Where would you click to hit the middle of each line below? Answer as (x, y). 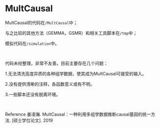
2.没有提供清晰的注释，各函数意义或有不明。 (50, 84)
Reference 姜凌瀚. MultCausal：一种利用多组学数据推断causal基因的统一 (78, 114)
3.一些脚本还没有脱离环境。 (33, 94)
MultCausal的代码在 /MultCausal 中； (41, 22)
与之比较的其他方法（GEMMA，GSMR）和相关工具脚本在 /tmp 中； (71, 33)
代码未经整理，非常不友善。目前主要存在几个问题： (57, 63)
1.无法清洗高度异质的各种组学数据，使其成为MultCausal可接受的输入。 (76, 73)
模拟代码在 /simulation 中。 (32, 43)
